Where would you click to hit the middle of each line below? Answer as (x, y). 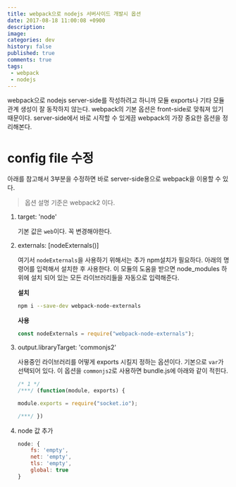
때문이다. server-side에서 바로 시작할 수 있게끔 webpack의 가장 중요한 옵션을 (114, 118)
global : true (50, 470)
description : (26, 27)
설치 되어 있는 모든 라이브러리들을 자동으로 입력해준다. (105, 278)
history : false (30, 47)
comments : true (30, 60)
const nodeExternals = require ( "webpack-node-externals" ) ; (106, 334)
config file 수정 (50, 158)
